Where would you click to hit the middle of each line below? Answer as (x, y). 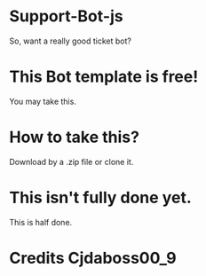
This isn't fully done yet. (101, 198)
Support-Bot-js (66, 16)
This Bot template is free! (104, 77)
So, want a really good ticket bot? (70, 41)
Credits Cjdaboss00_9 (93, 258)
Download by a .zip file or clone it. (71, 162)
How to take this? (75, 137)
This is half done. (41, 222)
